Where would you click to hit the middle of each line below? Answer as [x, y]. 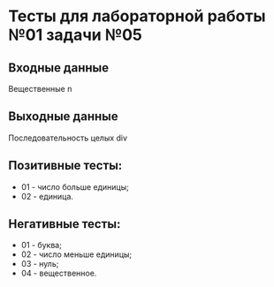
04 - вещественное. [59, 273]
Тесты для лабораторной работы [137, 16]
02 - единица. [47, 196]
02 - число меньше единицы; [76, 254]
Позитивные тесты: [65, 166]
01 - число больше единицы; [75, 186]
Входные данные [59, 68]
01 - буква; [42, 245]
